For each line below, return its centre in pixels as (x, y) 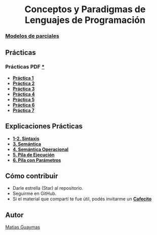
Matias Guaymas (23, 227)
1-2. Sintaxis (26, 139)
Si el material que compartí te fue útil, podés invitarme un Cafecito (82, 199)
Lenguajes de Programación (85, 20)
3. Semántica (27, 144)
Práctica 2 (24, 83)
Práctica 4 (24, 94)
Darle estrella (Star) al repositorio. (48, 188)
